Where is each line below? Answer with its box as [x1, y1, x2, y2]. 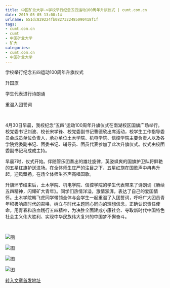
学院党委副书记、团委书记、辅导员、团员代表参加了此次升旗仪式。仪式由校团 [5, 141, 165, 147]
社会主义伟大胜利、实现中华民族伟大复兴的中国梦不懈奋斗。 [5, 214, 130, 220]
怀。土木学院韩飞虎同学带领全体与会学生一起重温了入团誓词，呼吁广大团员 [5, 195, 160, 201]
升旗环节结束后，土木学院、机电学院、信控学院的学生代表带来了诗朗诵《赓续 [5, 182, 165, 188]
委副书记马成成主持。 [5, 148, 50, 154]
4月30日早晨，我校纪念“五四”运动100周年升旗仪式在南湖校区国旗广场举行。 [5, 122, 163, 129]
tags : [5, 21, 17, 27]
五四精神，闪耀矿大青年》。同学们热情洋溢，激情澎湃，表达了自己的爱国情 [5, 188, 158, 195]
